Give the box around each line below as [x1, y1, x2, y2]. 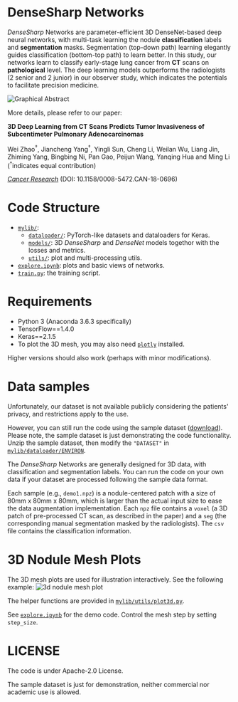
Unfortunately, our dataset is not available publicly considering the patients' [7, 402, 229, 411]
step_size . [7, 618, 38, 627]
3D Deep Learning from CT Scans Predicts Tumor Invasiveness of [7, 122, 205, 130]
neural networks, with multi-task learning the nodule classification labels [7, 35, 222, 43]
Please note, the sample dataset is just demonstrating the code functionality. [7, 431, 232, 440]
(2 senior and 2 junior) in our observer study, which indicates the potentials [7, 73, 227, 82]
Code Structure [7, 200, 100, 216]
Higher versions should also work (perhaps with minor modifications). [7, 354, 212, 362]
